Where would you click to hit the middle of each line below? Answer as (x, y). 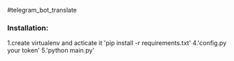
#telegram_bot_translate (42, 10)
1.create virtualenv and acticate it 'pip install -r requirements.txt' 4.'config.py (117, 43)
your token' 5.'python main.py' (51, 51)
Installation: (28, 28)
